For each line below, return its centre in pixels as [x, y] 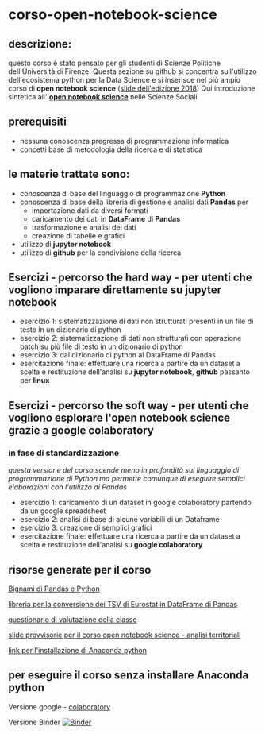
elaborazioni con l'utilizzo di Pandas [67, 487]
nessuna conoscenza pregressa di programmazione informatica [124, 141]
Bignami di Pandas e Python [54, 589]
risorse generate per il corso [80, 570]
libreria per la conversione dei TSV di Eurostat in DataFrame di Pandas [123, 604]
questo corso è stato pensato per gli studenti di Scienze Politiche [114, 63]
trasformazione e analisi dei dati [84, 227]
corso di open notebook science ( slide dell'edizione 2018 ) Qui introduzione [132, 88]
